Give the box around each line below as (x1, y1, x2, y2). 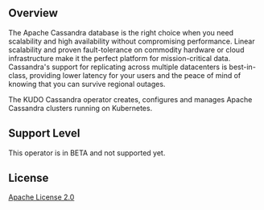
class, (8, 70, 28, 80)
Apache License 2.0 (8, 192, 75, 202)
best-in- (229, 62, 256, 72)
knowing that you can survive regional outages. (8, 79, 166, 89)
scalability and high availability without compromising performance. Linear (8, 36, 255, 46)
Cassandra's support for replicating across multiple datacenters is (8, 62, 228, 72)
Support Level (8, 126, 80, 140)
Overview (8, 6, 59, 20)
